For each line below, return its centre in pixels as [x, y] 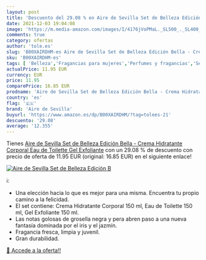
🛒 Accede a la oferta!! [34, 250]
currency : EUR [25, 75]
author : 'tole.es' [30, 47]
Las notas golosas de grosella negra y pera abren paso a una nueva [101, 219]
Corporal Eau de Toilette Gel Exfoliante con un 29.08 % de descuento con [100, 150]
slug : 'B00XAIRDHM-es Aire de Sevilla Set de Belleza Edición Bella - [98, 52]
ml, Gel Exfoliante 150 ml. [47, 213]
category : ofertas [30, 40]
